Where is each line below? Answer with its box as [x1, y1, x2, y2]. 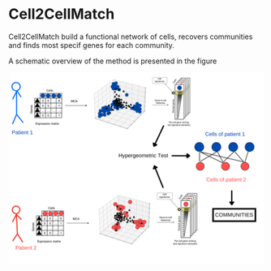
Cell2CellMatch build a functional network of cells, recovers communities [8, 32, 253, 41]
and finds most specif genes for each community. [8, 40, 174, 49]
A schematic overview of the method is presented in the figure [8, 56, 217, 66]
